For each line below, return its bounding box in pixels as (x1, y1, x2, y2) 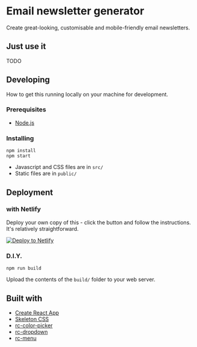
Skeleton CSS (14, 315, 49, 322)
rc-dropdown (14, 328, 48, 335)
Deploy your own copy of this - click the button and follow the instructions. (6, 219, 191, 226)
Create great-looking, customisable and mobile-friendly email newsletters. (6, 24, 190, 31)
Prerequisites (6, 105, 46, 114)
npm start (6, 153, 31, 159)
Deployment (6, 187, 53, 197)
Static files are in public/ (14, 170, 77, 177)
